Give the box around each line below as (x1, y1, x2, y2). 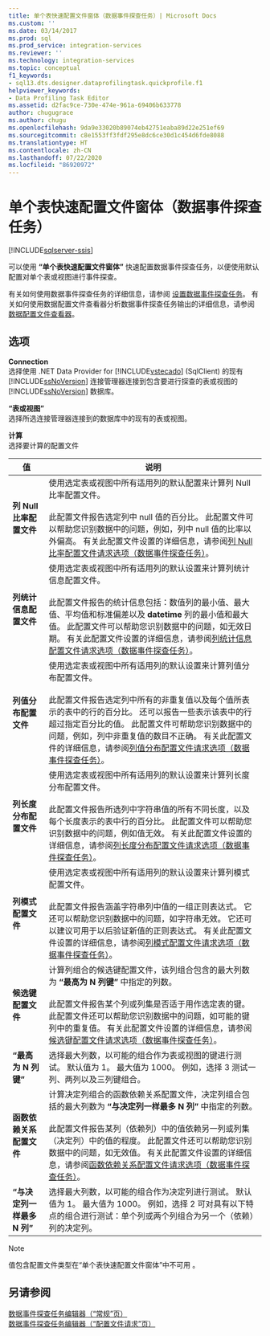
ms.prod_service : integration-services (8, 42, 142, 50)
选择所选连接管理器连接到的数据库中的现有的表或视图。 (8, 413, 191, 423)
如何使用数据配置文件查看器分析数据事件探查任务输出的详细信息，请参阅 (14, 299, 255, 309)
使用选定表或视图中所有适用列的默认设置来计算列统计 (48, 562, 251, 574)
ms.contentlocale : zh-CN (8, 146, 92, 154)
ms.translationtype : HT (8, 138, 88, 147)
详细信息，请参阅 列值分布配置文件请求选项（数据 (64, 742, 251, 754)
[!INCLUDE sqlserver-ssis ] (8, 246, 94, 255)
